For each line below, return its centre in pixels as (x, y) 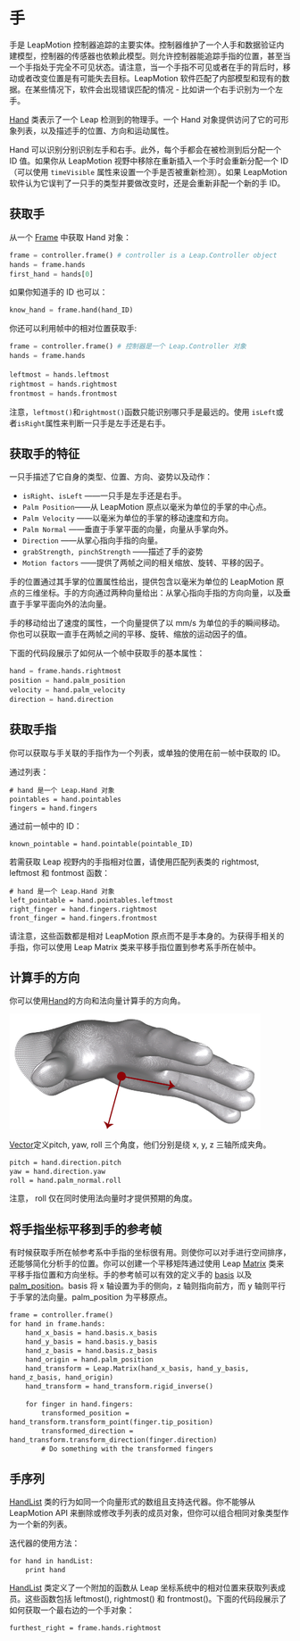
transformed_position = (85, 1413)
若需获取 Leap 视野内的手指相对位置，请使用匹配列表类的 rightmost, (134, 862)
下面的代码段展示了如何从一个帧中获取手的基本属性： (107, 654)
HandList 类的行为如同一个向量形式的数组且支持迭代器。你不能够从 (133, 1502)
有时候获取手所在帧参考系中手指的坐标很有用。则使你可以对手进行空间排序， (150, 1253)
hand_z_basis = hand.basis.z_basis (92, 1351)
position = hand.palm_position (67, 681)
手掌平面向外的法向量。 (68, 604)
